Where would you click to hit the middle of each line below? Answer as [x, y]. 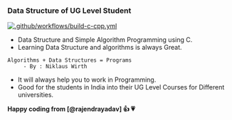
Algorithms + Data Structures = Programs [70, 60]
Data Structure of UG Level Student [69, 11]
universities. [36, 95]
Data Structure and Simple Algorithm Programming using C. [105, 40]
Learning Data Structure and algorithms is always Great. [100, 48]
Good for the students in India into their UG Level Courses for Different [121, 87]
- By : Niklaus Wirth [55, 67]
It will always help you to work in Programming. [87, 80]
